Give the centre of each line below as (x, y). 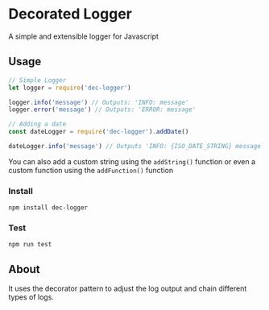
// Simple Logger (37, 80)
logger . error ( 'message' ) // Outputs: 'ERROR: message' (102, 110)
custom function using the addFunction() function (91, 170)
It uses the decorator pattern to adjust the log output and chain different (128, 289)
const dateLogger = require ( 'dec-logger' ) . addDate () (99, 132)
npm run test (30, 245)
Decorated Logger (70, 14)
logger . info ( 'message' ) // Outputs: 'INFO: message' (99, 102)
